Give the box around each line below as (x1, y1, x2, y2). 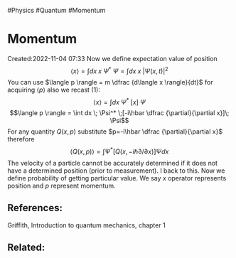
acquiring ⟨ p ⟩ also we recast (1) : (7, 85, 101, 94)
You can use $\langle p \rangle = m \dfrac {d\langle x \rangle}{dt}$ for (7, 77, 213, 86)
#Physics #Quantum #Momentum (7, 6, 106, 14)
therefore (7, 135, 35, 144)
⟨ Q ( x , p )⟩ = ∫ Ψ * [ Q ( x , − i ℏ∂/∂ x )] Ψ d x (70, 146, 169, 156)
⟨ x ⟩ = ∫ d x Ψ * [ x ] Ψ (93, 96, 146, 106)
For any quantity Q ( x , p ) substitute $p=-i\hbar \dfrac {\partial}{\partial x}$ (7, 127, 222, 136)
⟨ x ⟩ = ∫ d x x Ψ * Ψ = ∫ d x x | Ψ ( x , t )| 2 (70, 65, 168, 75)
